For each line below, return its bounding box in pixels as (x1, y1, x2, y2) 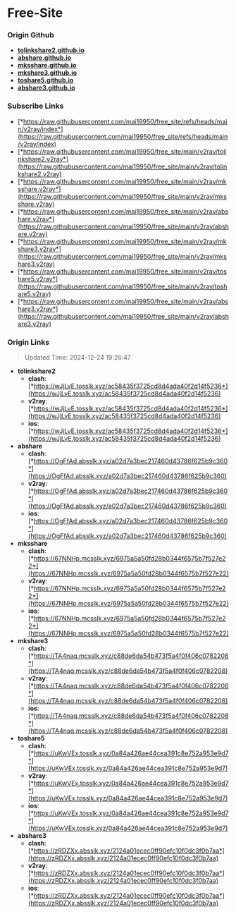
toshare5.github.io (17, 76, 74, 85)
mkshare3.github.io (17, 68, 77, 77)
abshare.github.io (17, 54, 72, 62)
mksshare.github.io (17, 61, 77, 70)
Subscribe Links (7, 101, 64, 111)
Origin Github (7, 30, 55, 40)
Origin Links (7, 337, 50, 347)
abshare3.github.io (17, 83, 75, 92)
